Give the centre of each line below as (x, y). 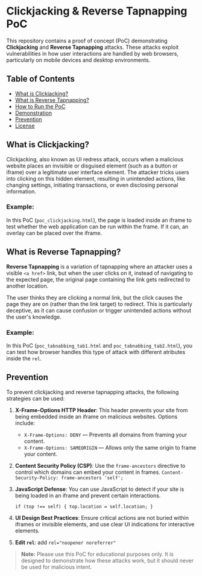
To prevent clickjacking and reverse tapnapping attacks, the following (93, 392)
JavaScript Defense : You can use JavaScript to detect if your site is (99, 489)
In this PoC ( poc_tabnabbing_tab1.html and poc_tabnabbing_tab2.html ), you (99, 345)
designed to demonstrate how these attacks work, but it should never (107, 560)
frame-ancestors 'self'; (92, 478)
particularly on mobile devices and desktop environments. (78, 60)
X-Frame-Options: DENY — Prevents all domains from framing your (106, 435)
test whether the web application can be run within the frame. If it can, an (97, 226)
